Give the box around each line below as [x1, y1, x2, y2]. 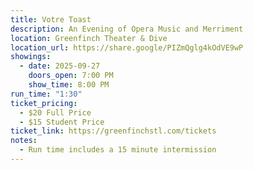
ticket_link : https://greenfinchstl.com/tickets [10, 126, 217, 136]
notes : [10, 136, 38, 146]
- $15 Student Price [19, 117, 105, 127]
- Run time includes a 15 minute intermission [19, 145, 217, 155]
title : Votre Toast [10, 14, 92, 25]
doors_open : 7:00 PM [28, 71, 114, 81]
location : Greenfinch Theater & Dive [10, 33, 168, 43]
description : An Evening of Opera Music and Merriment [10, 24, 244, 34]
